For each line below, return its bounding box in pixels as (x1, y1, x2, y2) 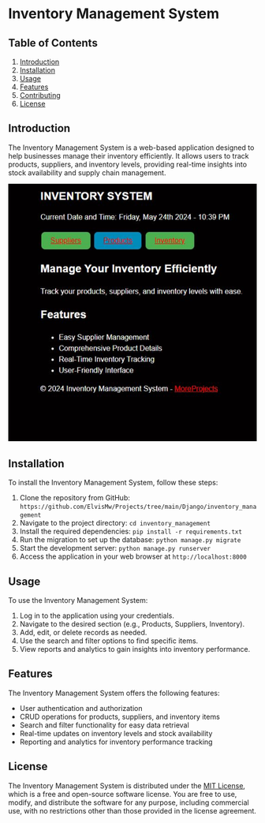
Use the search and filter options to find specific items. (19, 636, 199, 645)
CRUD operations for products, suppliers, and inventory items (19, 712, 221, 721)
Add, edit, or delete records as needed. (19, 628, 147, 638)
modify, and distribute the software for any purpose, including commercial (8, 798, 250, 807)
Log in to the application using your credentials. (19, 611, 175, 620)
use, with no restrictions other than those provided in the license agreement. (8, 806, 256, 815)
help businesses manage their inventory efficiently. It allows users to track (8, 151, 249, 160)
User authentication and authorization (19, 703, 144, 713)
